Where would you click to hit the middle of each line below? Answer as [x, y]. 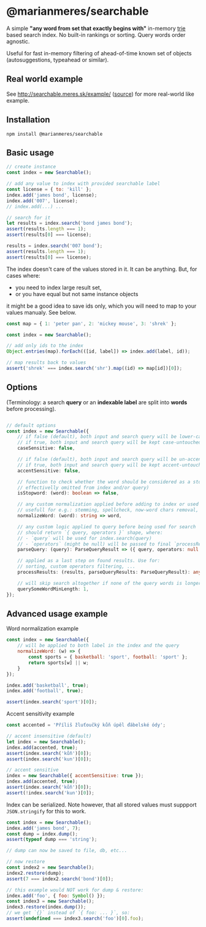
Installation [28, 120]
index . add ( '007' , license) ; [42, 201]
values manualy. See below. [41, 312]
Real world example [45, 79]
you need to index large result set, [58, 287]
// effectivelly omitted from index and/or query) [83, 487]
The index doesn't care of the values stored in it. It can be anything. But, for [102, 269]
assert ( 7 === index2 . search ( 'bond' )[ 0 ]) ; [60, 879]
